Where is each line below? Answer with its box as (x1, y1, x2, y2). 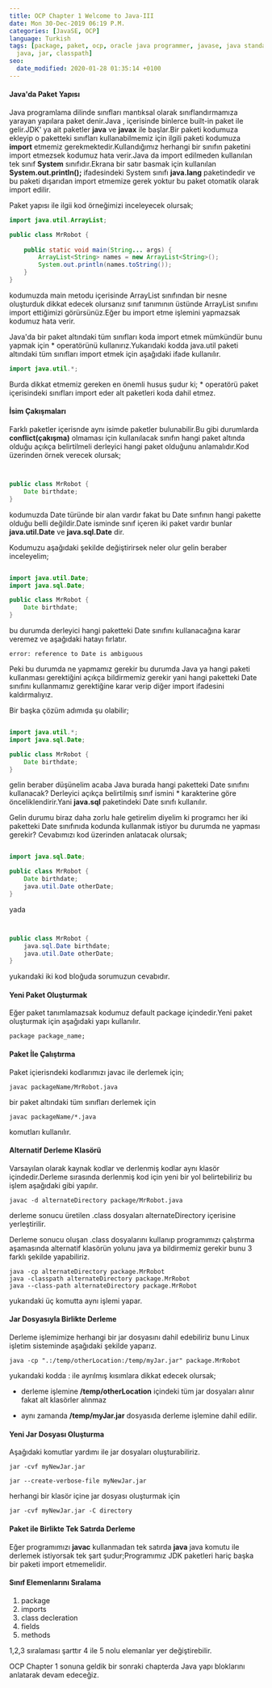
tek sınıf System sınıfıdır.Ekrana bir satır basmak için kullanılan (9, 159, 217, 168)
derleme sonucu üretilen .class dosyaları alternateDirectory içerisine (9, 1210, 236, 1220)
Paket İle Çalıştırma (9, 1049, 76, 1060)
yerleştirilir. (9, 1219, 47, 1229)
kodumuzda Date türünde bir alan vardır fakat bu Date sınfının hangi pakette (9, 510, 262, 519)
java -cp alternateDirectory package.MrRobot (9, 1267, 165, 1276)
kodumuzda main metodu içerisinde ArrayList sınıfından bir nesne (9, 290, 228, 300)
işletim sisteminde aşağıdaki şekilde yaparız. (9, 1341, 157, 1351)
